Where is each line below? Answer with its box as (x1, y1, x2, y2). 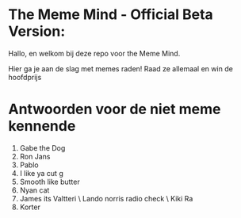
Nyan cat (19, 185, 50, 195)
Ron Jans (19, 151, 51, 161)
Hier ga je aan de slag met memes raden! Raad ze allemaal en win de (8, 63, 234, 73)
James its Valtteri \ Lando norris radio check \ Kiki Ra (19, 193, 193, 203)
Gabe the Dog (19, 143, 66, 152)
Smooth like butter (19, 177, 81, 186)
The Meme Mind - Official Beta (8, 6, 214, 24)
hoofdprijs (8, 72, 42, 82)
